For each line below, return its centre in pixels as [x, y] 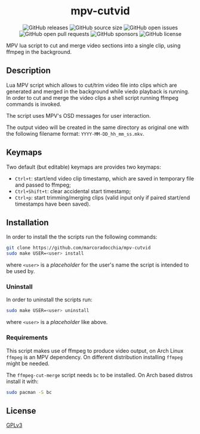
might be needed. [28, 363]
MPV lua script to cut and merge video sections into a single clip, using [93, 45]
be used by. [21, 271]
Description [28, 71]
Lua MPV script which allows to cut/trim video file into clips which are [92, 85]
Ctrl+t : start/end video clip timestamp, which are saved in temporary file [104, 178]
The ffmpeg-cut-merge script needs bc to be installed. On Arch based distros [99, 375]
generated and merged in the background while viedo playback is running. [98, 91]
